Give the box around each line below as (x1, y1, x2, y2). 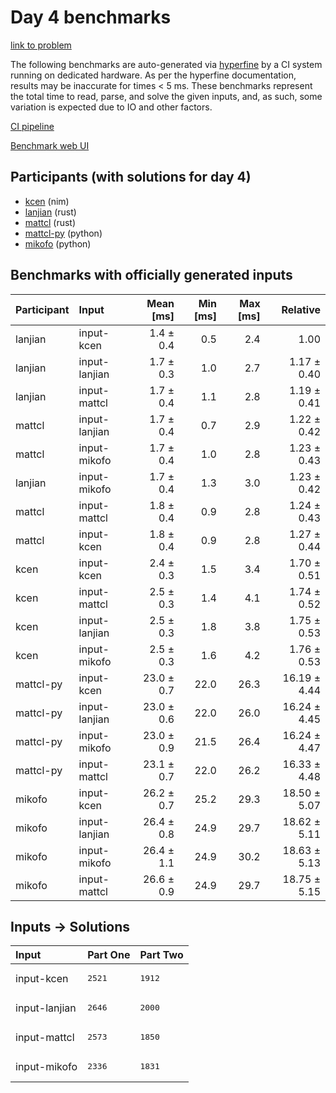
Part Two (139, 948, 184, 962)
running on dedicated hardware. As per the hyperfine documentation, (10, 69, 297, 81)
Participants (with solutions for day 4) (10, 169, 252, 186)
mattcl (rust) (24, 216, 77, 228)
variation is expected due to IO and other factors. (10, 101, 213, 113)
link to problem (10, 39, 72, 51)
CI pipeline (10, 120, 55, 132)
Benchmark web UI (10, 139, 90, 151)
